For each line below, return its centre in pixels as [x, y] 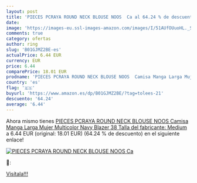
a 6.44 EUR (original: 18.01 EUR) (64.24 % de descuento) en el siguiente [93, 133]
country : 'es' [23, 83]
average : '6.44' [26, 104]
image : [14, 28]
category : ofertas [28, 39]
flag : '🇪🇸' [21, 88]
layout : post [22, 11]
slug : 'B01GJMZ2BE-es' [34, 50]
